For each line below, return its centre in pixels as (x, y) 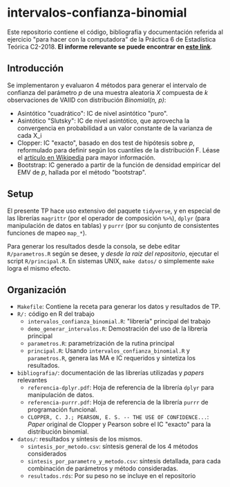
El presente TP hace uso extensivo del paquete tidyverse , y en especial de (114, 211)
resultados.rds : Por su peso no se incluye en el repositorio (112, 476)
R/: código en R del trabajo (56, 314)
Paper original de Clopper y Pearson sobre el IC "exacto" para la (119, 425)
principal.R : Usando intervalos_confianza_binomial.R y (108, 351)
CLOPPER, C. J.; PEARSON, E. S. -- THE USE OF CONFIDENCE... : (118, 417)
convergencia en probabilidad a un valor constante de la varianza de (115, 128)
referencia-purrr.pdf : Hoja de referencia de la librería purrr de (118, 402)
